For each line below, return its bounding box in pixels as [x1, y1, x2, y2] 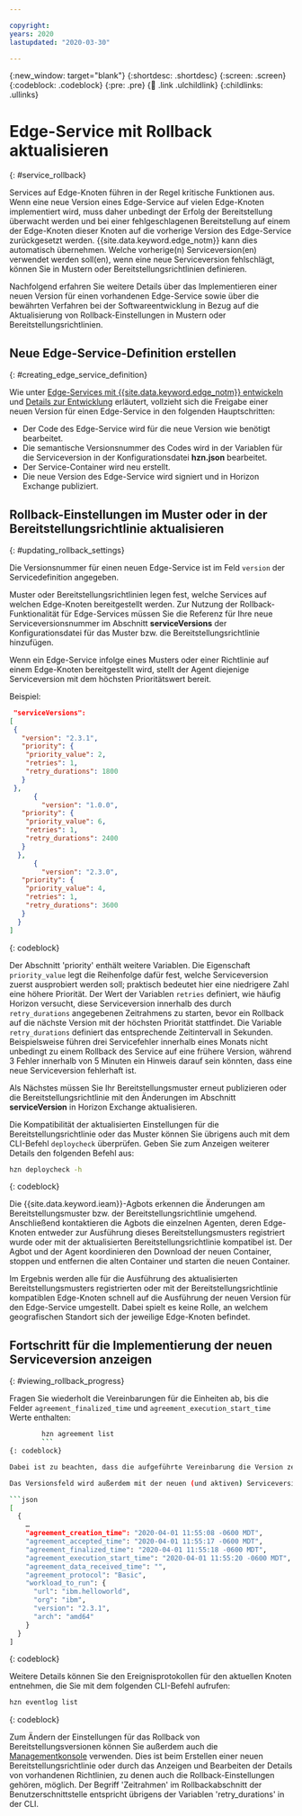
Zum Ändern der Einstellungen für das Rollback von [9, 1731, 200, 1742]
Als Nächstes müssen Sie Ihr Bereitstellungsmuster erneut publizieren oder [9, 1082, 288, 1093]
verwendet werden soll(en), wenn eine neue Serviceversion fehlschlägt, [9, 254, 275, 265]
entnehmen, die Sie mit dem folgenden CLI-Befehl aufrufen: [9, 1680, 231, 1692]
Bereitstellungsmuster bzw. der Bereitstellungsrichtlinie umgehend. [9, 1208, 258, 1219]
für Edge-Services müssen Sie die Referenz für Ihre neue [61, 608, 273, 619]
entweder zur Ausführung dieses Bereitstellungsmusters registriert [37, 1227, 286, 1238]
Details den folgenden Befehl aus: [9, 1147, 135, 1158]
